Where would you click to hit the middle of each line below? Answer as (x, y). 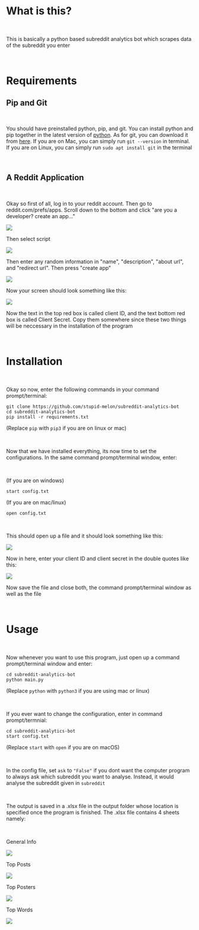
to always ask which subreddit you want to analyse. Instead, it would (90, 777)
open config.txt (26, 513)
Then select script (28, 238)
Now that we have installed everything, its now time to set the (81, 451)
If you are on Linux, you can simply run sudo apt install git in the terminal (99, 147)
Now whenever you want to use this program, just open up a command (93, 657)
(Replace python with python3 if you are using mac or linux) (78, 690)
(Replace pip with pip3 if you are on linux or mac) (66, 428)
